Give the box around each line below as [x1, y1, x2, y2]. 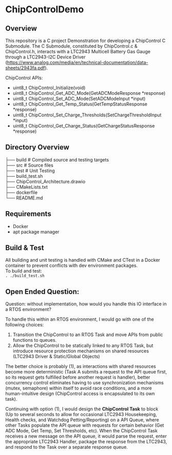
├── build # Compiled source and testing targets [5, 156, 109, 162]
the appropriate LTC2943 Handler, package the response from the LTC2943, [5, 439, 167, 445]
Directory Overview [5, 143, 69, 152]
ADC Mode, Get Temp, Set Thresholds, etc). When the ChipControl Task [5, 428, 158, 434]
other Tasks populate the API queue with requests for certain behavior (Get [5, 422, 164, 428]
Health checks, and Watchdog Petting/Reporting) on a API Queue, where [5, 417, 159, 423]
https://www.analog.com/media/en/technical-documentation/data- [7, 59, 148, 65]
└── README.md [5, 195, 43, 201]
